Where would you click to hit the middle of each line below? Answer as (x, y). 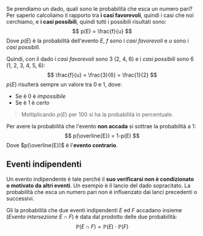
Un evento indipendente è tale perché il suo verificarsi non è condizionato (100, 179)
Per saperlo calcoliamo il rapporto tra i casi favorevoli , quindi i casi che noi (100, 15)
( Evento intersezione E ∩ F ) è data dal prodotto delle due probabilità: (92, 217)
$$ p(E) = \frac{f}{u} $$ (102, 31)
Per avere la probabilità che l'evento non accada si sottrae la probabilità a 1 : (101, 126)
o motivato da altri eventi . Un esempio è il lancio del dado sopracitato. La (98, 186)
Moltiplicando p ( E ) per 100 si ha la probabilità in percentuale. (97, 114)
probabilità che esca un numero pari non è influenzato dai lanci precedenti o (102, 192)
